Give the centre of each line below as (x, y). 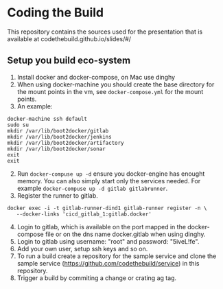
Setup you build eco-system (69, 61)
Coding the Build (56, 13)
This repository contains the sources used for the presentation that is (105, 32)
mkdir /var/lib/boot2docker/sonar (57, 149)
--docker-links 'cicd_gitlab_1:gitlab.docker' (84, 214)
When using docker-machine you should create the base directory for (116, 84)
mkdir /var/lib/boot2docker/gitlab (58, 131)
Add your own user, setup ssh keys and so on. (82, 248)
